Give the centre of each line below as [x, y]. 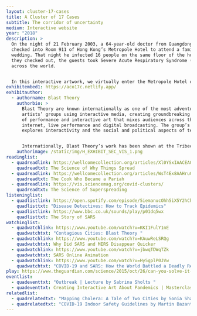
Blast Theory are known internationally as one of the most [96, 109]
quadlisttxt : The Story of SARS [56, 217]
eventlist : [19, 277]
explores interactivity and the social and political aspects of [103, 130]
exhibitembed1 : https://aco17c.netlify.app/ [61, 87]
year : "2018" [22, 33]
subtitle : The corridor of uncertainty [55, 22]
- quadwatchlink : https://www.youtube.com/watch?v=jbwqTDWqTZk [90, 249]
